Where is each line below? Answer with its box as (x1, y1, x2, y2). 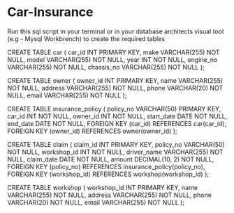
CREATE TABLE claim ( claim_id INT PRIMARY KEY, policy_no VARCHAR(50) (7, 140, 225, 148)
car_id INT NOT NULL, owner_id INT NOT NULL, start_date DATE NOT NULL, (7, 112, 228, 120)
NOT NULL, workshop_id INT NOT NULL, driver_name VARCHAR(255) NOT (7, 148, 224, 156)
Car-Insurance (7, 4, 94, 20)
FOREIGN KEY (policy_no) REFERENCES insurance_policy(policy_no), (7, 162, 205, 171)
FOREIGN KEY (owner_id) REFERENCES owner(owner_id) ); (7, 127, 177, 135)
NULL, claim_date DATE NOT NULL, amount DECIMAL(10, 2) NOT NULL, (7, 155, 214, 164)
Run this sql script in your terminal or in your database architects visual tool (7, 27, 224, 35)
